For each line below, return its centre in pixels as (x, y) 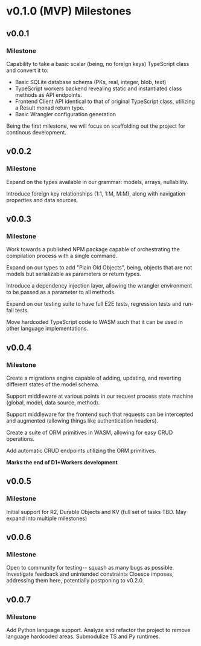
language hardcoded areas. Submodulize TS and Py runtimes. (83, 636)
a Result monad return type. (49, 108)
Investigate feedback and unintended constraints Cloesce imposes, (90, 574)
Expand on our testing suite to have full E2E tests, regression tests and (94, 304)
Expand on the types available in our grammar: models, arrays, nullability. (97, 182)
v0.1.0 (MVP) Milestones (69, 11)
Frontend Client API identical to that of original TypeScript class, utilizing (105, 101)
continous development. (36, 132)
